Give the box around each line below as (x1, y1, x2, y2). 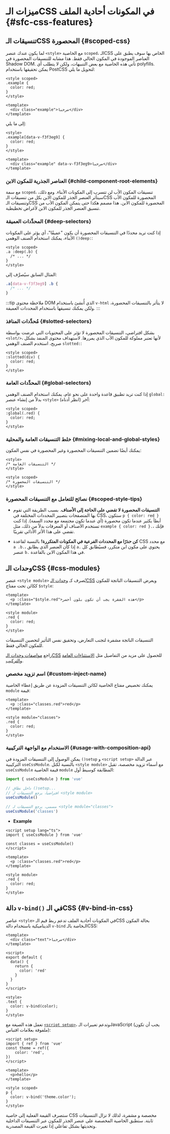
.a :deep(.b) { (6, 249, 38, 254)
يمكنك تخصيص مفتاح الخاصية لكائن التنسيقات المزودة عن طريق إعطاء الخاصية (6, 682, 153, 688)
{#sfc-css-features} (6, 16, 93, 28)
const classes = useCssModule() (6, 841, 74, 847)
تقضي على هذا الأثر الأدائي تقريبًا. (13, 528, 75, 535)
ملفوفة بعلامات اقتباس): (6, 1026, 51, 1033)
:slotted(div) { (6, 354, 40, 359)
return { (15, 963, 33, 969)
